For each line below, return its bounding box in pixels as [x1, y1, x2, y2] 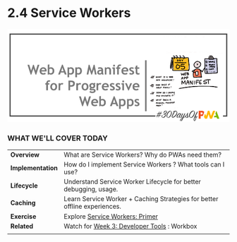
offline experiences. [63, 202, 121, 211]
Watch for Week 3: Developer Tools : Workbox [63, 222, 197, 230]
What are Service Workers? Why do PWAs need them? [63, 150, 222, 159]
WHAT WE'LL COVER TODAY [7, 133, 108, 143]
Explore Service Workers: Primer [63, 212, 159, 220]
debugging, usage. [63, 185, 119, 193]
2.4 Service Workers [7, 5, 131, 21]
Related [10, 222, 34, 230]
